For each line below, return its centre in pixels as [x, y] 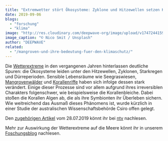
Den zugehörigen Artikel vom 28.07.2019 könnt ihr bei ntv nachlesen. [76, 118]
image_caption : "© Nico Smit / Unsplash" [49, 38]
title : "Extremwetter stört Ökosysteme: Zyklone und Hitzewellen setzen [82, 10]
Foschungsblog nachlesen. [33, 133]
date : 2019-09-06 [23, 14]
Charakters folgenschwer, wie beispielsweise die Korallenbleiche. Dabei [79, 92]
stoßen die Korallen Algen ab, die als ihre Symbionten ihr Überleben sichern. [84, 97]
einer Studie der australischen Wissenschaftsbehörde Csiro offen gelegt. [80, 108]
